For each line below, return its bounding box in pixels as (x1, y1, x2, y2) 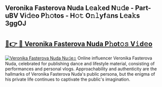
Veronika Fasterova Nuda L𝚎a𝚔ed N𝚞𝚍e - (5, 4, 134, 12)
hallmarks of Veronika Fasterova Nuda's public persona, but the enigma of (5, 71, 156, 77)
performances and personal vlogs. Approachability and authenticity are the (5, 66, 157, 72)
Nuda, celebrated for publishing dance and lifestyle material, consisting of (5, 61, 155, 66)
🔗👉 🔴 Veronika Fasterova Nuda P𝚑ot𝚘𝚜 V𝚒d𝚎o (5, 39, 153, 48)
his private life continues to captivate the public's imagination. (5, 76, 131, 82)
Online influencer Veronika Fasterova (78, 55, 152, 61)
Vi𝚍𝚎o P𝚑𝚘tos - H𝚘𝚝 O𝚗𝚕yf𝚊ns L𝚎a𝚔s (19, 12, 140, 20)
